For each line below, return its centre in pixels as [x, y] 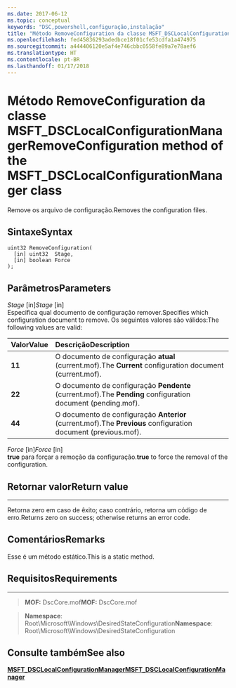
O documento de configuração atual [115, 357]
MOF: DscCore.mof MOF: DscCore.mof [81, 602]
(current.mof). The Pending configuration [123, 394]
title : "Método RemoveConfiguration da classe [77, 33]
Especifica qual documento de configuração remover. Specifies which [108, 313]
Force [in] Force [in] [35, 450]
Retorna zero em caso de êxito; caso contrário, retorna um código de [107, 510]
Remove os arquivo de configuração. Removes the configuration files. [107, 210]
